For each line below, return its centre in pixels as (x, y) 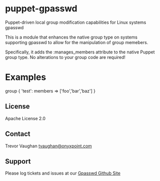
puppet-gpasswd (41, 9)
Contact (18, 134)
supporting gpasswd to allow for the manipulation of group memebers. (77, 42)
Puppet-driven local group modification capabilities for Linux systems (76, 22)
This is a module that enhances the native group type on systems (71, 37)
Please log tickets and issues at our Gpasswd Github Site (63, 173)
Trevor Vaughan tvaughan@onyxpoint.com (48, 146)
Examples (26, 77)
